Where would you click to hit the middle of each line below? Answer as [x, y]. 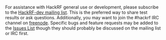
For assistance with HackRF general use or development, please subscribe [82, 7]
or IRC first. [17, 33]
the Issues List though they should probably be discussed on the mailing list [83, 28]
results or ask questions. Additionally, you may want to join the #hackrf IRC [82, 18]
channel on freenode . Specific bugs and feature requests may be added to [82, 23]
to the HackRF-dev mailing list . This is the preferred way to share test [77, 12]
